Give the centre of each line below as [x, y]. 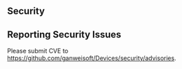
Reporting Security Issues [64, 34]
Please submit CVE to [38, 51]
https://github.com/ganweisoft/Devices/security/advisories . [92, 58]
